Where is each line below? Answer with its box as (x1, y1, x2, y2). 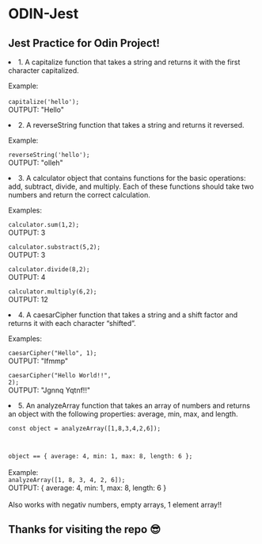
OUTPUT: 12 (8, 295, 49, 304)
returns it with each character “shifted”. (8, 319, 136, 328)
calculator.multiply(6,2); (8, 288, 97, 296)
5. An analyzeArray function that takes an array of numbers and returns (18, 401, 251, 410)
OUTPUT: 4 (8, 273, 46, 282)
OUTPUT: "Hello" (8, 105, 65, 114)
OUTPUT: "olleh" (8, 158, 63, 167)
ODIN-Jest (8, 5, 79, 23)
